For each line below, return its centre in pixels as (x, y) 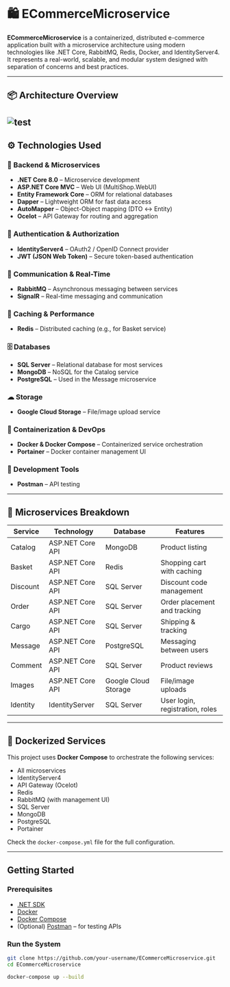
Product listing (184, 547)
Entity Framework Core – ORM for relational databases (95, 195)
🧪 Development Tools (43, 469)
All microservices (41, 771)
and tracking (181, 611)
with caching (181, 571)
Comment (26, 666)
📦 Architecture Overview (63, 96)
